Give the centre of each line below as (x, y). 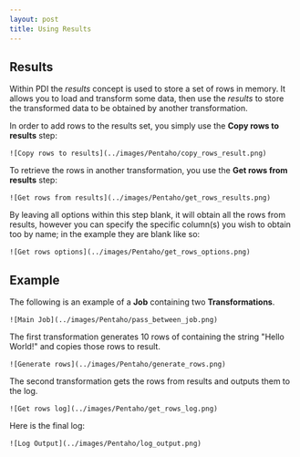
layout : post (34, 19)
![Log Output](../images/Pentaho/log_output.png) (106, 444)
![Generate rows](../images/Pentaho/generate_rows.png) (118, 365)
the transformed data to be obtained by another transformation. (129, 109)
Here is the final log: (47, 426)
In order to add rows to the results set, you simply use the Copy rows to (145, 126)
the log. (24, 391)
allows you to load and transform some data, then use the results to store (147, 99)
